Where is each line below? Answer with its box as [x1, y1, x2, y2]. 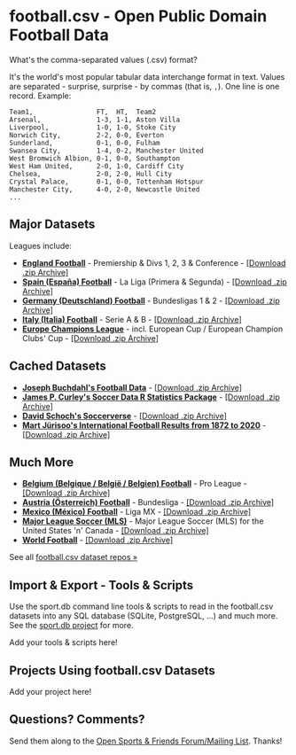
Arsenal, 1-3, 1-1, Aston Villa [9, 115, 180, 124]
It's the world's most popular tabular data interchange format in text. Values [9, 71, 285, 82]
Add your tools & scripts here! [9, 637, 118, 648]
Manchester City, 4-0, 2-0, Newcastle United [9, 184, 200, 194]
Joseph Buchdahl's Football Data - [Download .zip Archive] [21, 382, 242, 393]
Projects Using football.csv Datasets [9, 663, 215, 678]
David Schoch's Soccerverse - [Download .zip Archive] [21, 410, 228, 421]
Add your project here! [9, 687, 91, 697]
